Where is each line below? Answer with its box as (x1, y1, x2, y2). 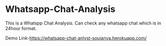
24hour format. (5, 25, 37, 31)
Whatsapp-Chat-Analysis (5, 3, 115, 15)
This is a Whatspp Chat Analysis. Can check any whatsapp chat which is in (5, 20, 161, 26)
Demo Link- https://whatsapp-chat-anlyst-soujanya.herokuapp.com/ (5, 35, 147, 41)
